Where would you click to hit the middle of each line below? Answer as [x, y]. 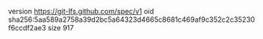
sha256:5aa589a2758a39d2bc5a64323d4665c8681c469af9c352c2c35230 [131, 19]
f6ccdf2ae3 [27, 28]
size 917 [61, 28]
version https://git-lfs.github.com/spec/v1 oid [81, 11]
